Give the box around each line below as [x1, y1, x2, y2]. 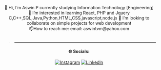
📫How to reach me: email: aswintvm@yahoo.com [28, 26, 130, 31]
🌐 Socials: [68, 48, 90, 54]
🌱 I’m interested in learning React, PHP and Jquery [28, 10, 130, 16]
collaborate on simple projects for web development [26, 20, 132, 26]
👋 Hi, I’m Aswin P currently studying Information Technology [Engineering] [4, 5, 154, 10]
